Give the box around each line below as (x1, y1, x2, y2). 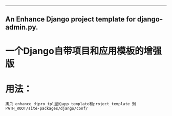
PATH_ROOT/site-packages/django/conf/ (5, 106, 88, 111)
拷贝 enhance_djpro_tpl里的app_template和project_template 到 (5, 101, 136, 106)
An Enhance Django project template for (5, 15, 136, 24)
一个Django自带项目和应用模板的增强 (5, 45, 162, 57)
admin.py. (5, 23, 38, 32)
